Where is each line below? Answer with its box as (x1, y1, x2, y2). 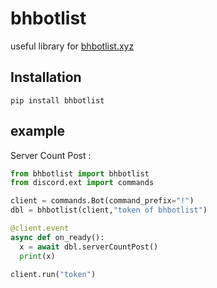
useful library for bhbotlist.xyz (10, 40, 135, 52)
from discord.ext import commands (10, 178, 155, 188)
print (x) (19, 251, 56, 261)
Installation (10, 69, 82, 86)
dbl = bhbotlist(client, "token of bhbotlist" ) (10, 205, 208, 216)
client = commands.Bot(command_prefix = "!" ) (10, 196, 195, 206)
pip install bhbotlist (10, 95, 105, 106)
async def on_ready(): (10, 232, 105, 242)
